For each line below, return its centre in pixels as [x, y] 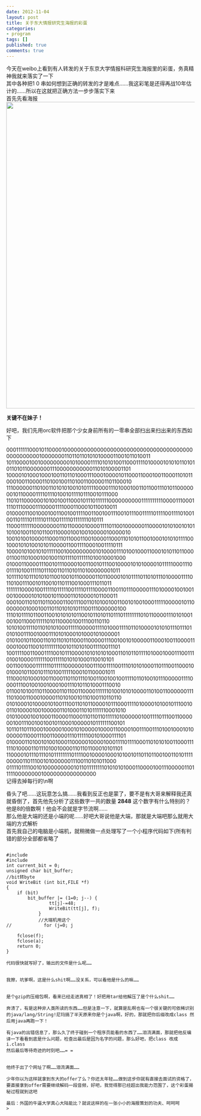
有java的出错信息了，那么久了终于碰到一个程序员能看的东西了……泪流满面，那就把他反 [97, 1032]
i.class [16, 1044]
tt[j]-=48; [63, 903]
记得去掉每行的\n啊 [30, 780]
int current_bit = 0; [33, 865]
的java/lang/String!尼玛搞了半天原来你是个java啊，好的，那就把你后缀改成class [97, 1014]
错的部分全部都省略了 [32, 838]
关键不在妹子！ [25, 417]
